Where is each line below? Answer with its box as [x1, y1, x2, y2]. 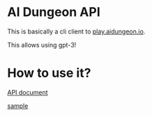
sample [7, 102, 29, 110]
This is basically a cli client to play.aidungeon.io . [7, 27, 146, 36]
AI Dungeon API [7, 4, 100, 20]
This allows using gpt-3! [7, 40, 77, 49]
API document [7, 88, 48, 96]
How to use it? [7, 65, 91, 81]
